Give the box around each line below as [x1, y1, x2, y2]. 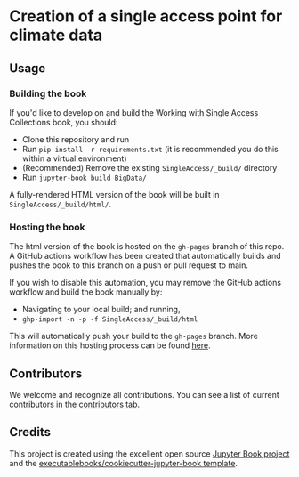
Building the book [9, 87, 87, 100]
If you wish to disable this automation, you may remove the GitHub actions [9, 278, 282, 288]
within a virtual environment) [21, 153, 127, 164]
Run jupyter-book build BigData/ [21, 172, 147, 182]
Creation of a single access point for [9, 6, 283, 27]
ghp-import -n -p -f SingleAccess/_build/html [21, 315, 198, 324]
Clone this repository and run [21, 133, 130, 144]
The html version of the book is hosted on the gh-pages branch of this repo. [9, 241, 285, 252]
